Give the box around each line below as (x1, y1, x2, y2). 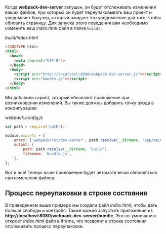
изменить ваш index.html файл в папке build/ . (5, 25, 102, 31)
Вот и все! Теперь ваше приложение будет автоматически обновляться (5, 169, 157, 175)
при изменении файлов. (5, 175, 56, 181)
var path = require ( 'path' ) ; (5, 124, 65, 129)
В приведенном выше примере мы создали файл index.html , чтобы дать (5, 202, 158, 208)
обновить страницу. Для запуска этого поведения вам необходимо (5, 20, 148, 26)
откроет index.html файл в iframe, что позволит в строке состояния (5, 218, 147, 224)
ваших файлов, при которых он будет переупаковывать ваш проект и (5, 9, 152, 15)
